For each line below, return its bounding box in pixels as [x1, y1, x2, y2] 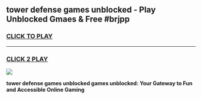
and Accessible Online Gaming [6, 86, 85, 93]
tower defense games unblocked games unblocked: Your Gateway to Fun [6, 79, 193, 86]
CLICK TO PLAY [6, 32, 53, 41]
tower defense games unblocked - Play [6, 5, 156, 15]
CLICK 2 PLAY [6, 55, 48, 63]
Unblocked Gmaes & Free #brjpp [6, 14, 130, 25]
